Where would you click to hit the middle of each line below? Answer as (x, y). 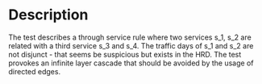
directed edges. (35, 71)
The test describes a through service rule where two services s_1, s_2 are (130, 37)
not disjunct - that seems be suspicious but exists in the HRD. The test (125, 54)
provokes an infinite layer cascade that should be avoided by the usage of (131, 63)
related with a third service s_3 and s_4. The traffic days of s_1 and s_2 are (131, 45)
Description (48, 15)
